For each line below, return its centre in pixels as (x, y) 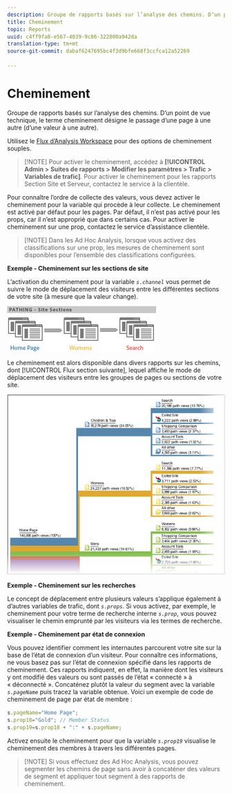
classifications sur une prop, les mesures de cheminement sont (114, 247)
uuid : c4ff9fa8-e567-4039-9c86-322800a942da (72, 37)
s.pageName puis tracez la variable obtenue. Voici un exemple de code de (110, 691)
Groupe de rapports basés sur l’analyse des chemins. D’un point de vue (109, 113)
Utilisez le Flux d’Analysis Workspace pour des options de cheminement (109, 141)
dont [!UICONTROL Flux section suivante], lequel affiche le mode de (104, 370)
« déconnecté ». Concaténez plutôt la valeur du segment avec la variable (111, 684)
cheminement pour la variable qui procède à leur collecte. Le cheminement (114, 204)
